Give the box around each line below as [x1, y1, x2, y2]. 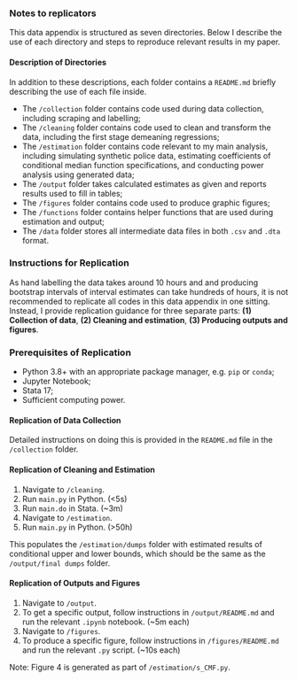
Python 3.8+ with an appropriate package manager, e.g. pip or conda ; [21, 367, 275, 377]
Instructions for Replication [9, 257, 130, 269]
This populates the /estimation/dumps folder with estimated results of [9, 538, 263, 549]
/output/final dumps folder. [9, 557, 111, 569]
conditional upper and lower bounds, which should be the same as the [9, 548, 266, 559]
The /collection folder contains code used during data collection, [21, 103, 264, 113]
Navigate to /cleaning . [21, 484, 105, 494]
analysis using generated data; [21, 169, 135, 180]
